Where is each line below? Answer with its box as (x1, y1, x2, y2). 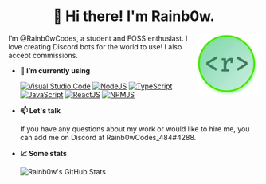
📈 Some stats (19, 148, 68, 158)
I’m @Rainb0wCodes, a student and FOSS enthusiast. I (8, 33, 188, 43)
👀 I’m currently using (19, 65, 91, 75)
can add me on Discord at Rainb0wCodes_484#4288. (19, 132, 197, 142)
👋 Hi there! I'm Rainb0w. (53, 7, 215, 25)
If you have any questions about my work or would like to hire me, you (19, 123, 250, 134)
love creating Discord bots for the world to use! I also (8, 41, 182, 51)
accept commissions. (8, 50, 78, 60)
